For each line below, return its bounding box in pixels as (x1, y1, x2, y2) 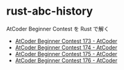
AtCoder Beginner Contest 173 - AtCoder (15, 37, 117, 44)
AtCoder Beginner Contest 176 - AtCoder (15, 57, 117, 64)
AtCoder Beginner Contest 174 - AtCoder (15, 44, 117, 51)
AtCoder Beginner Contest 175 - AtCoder (15, 50, 117, 57)
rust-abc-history (6, 4, 93, 18)
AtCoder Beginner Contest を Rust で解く (6, 25, 109, 32)
